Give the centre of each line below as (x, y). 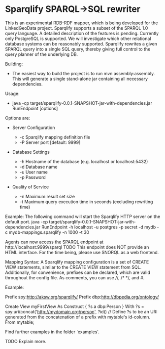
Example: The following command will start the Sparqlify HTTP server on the (83, 217)
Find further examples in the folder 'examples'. (52, 332)
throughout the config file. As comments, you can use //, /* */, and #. (75, 277)
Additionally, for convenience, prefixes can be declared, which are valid (78, 272)
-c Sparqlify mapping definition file (55, 137)
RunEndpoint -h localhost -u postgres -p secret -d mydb (99, 227)
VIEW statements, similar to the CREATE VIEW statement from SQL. (73, 267)
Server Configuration (33, 128)
